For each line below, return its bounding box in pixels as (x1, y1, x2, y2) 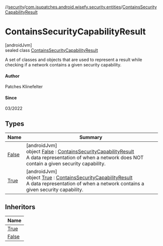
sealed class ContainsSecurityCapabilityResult (5, 47, 98, 53)
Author (5, 73, 20, 79)
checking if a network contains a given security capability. (5, 61, 122, 67)
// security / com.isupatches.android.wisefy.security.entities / (5, 4, 123, 10)
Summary (79, 134, 103, 141)
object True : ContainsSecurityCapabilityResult (26, 174, 132, 181)
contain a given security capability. (26, 160, 106, 167)
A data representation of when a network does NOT (26, 154, 144, 161)
